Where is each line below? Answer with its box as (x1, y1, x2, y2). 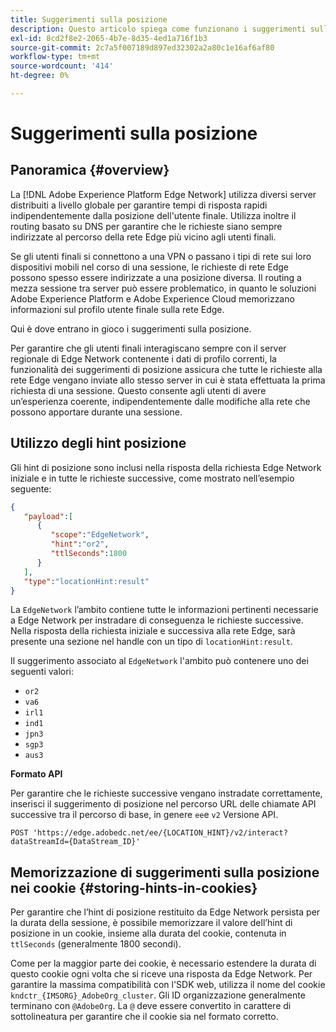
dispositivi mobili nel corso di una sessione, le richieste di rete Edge (10, 261, 289, 273)
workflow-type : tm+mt (10, 52, 101, 62)
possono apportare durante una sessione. (10, 406, 183, 418)
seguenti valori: (10, 666, 75, 678)
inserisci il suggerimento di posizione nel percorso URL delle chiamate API (10, 798, 317, 810)
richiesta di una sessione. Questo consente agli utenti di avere (10, 384, 267, 396)
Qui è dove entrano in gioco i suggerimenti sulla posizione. (10, 322, 252, 335)
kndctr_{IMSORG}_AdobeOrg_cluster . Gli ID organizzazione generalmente (10, 989, 306, 1001)
